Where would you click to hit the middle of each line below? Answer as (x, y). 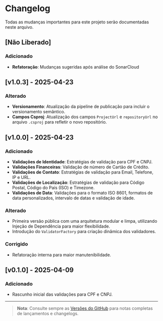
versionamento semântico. (39, 112)
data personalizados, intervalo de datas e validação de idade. (73, 198)
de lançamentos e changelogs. (48, 314)
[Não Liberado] (28, 43)
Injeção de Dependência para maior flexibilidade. (61, 226)
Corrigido (16, 244)
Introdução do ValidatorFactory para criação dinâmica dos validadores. (84, 232)
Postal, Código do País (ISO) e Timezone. (53, 187)
